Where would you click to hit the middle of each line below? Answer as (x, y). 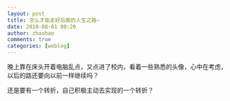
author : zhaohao (31, 33)
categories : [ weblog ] (39, 46)
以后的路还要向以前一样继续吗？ (53, 75)
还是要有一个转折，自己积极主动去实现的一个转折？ (80, 90)
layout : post (26, 14)
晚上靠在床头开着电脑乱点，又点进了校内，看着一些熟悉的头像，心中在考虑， (117, 67)
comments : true (29, 40)
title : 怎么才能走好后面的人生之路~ (53, 20)
